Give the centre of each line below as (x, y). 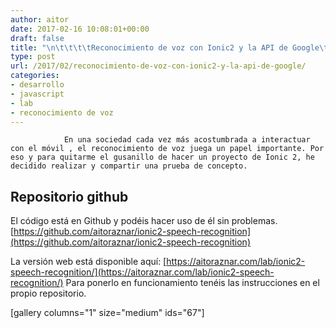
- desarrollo (37, 85)
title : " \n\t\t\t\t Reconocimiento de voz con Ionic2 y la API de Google (165, 47)
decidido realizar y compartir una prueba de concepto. (129, 166)
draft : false (37, 38)
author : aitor (40, 19)
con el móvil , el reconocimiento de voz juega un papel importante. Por (167, 149)
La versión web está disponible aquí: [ (88, 262)
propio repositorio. (48, 293)
